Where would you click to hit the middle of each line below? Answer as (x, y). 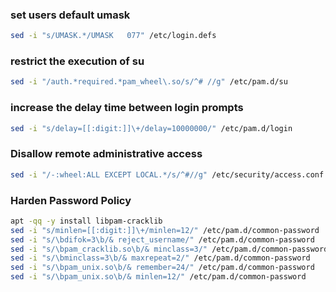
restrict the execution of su (77, 61)
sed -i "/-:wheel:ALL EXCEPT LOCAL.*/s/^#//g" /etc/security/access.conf (167, 174)
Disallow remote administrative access (106, 154)
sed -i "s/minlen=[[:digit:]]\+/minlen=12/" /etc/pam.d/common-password (165, 230)
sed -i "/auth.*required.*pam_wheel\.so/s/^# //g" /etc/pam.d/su (149, 82)
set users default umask (70, 15)
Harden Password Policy (71, 200)
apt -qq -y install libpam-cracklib (86, 221)
